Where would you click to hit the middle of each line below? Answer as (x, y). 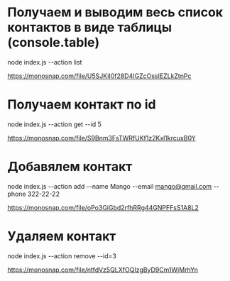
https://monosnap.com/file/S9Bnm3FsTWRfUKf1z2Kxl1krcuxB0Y (102, 138)
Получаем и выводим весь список (115, 12)
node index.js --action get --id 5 (54, 124)
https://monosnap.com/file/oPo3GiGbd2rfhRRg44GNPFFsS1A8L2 (103, 207)
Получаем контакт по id (82, 105)
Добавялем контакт (70, 167)
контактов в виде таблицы (90, 27)
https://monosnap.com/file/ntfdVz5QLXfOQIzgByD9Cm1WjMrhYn (103, 270)
